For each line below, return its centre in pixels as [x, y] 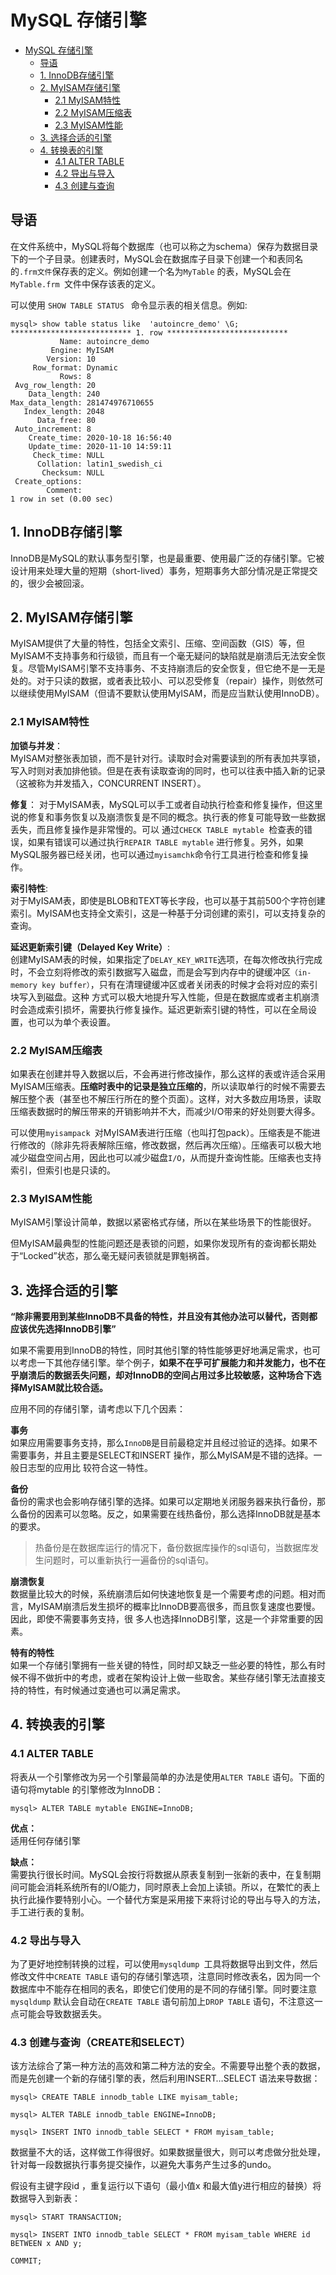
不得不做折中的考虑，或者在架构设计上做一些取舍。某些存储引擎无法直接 [167, 1678]
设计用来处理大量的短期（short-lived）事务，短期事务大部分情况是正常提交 [164, 570]
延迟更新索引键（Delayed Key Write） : [90, 947]
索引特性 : [29, 888]
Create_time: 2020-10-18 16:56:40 [100, 437]
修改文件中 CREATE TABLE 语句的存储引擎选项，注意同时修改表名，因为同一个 [165, 1977]
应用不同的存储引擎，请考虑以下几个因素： [98, 1409]
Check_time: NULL [68, 455]
